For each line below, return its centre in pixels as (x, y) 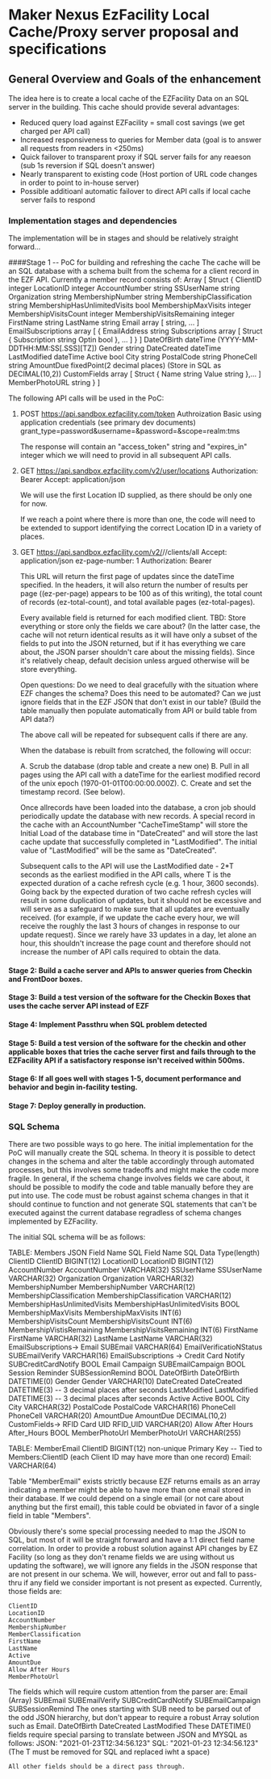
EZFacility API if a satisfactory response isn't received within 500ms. (127, 1060)
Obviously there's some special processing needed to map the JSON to (127, 1531)
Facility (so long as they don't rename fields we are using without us (122, 1557)
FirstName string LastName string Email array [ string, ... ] (104, 323)
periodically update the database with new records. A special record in (138, 816)
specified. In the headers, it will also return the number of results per (134, 585)
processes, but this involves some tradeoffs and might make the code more (134, 1170)
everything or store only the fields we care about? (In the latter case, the (140, 627)
